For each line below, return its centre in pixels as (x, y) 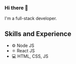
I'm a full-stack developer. (31, 19)
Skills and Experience (38, 34)
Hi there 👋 (17, 8)
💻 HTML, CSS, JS (30, 56)
